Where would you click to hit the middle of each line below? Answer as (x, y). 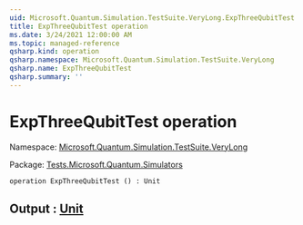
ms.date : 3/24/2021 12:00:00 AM (71, 34)
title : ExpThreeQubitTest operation (79, 26)
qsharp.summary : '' (46, 77)
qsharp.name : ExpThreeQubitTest (71, 69)
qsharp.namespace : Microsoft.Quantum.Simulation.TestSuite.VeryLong (142, 60)
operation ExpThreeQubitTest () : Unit (85, 181)
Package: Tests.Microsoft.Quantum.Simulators (96, 164)
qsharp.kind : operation (55, 52)
